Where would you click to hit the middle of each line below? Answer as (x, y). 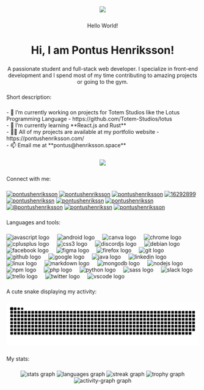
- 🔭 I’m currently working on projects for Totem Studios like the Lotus (93, 112)
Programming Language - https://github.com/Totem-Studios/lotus (89, 119)
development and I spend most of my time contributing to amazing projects (103, 75)
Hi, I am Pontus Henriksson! (103, 50)
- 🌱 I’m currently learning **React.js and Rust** (66, 125)
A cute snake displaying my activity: (52, 292)
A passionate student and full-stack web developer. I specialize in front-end (103, 69)
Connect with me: (28, 178)
